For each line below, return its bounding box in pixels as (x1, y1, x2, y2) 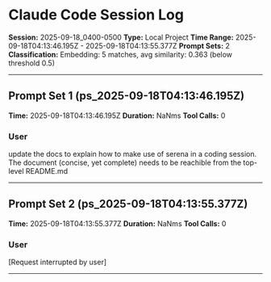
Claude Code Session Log (8, 6, 184, 24)
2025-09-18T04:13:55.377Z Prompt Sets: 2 (85, 40, 230, 50)
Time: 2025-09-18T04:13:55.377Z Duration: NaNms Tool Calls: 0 (8, 218, 227, 228)
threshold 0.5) (8, 58, 55, 68)
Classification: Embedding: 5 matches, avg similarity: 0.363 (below (8, 49, 232, 59)
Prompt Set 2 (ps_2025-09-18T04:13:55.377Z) (8, 197, 248, 211)
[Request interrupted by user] (8, 257, 107, 267)
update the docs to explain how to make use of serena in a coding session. (8, 149, 257, 159)
